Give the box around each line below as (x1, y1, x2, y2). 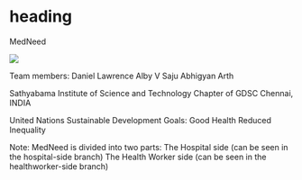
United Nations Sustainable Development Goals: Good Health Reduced (9, 114, 272, 125)
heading (9, 6, 73, 27)
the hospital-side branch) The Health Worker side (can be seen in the (9, 151, 267, 162)
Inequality (9, 124, 47, 135)
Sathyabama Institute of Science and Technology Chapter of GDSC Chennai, (9, 87, 294, 98)
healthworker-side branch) (9, 160, 109, 172)
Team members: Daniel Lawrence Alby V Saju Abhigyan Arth (9, 70, 234, 81)
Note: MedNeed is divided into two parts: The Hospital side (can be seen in (9, 141, 288, 152)
